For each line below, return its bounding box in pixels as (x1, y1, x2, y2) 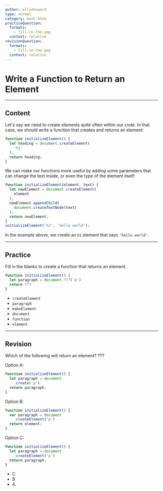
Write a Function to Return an (5, 73, 125, 84)
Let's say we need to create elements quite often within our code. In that (5, 122, 150, 128)
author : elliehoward (5, 7, 47, 12)
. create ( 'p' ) (14, 381, 40, 385)
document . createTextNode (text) (14, 205, 77, 210)
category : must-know (5, 16, 47, 21)
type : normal (5, 12, 32, 17)
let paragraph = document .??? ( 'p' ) (9, 277, 81, 282)
